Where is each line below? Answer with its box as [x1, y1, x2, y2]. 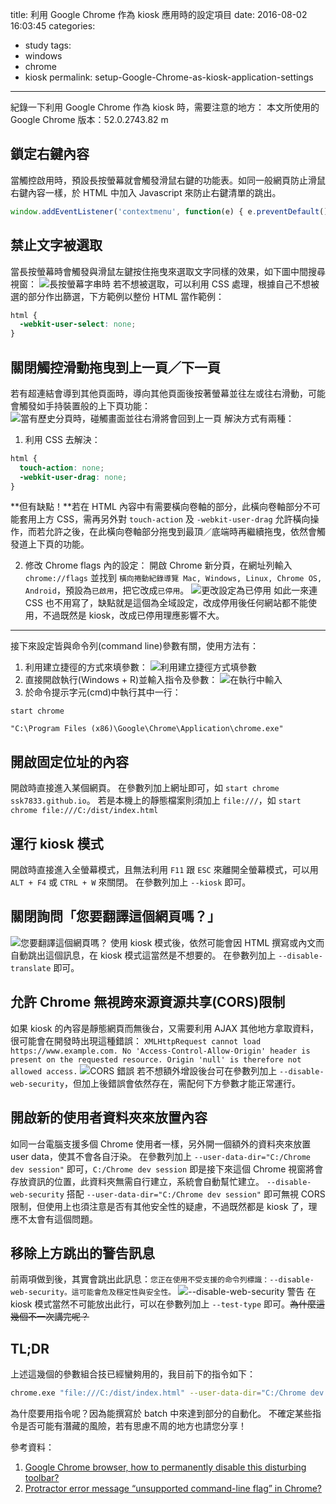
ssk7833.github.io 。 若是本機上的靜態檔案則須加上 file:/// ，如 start [10, 794, 302, 807]
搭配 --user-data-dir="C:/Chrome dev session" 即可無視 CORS [66, 1188, 326, 1200]
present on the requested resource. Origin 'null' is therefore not [10, 1054, 302, 1065]
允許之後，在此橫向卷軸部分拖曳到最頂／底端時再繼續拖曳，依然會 [44, 526, 317, 538]
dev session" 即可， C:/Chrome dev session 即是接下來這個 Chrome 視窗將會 [10, 1163, 324, 1175]
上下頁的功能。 [27, 538, 90, 550]
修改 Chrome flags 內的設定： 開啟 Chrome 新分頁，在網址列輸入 [24, 559, 293, 572]
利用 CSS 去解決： [24, 433, 101, 445]
